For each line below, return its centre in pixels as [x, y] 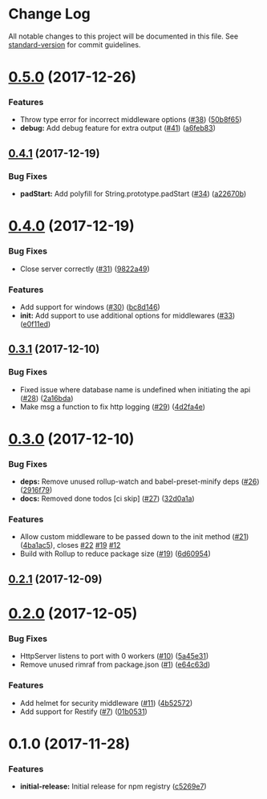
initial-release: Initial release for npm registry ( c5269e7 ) [113, 786]
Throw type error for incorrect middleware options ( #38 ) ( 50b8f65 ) [131, 120]
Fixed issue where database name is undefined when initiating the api [135, 389]
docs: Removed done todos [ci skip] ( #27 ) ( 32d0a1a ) [107, 499]
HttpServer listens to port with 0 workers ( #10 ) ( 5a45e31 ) [114, 656]
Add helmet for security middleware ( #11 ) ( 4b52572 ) [106, 703]
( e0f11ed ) [35, 324]
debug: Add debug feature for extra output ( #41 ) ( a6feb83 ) [118, 128]
